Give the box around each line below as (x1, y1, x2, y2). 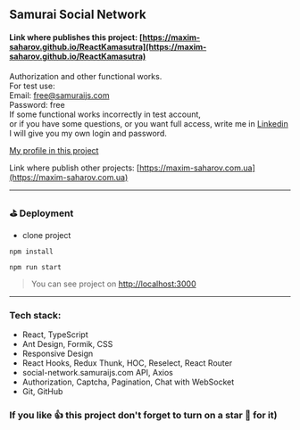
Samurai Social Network (9, 7, 146, 22)
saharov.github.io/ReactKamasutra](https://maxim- (9, 41, 207, 52)
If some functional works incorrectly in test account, (9, 109, 201, 120)
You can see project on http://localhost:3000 (30, 278, 196, 289)
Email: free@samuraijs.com (9, 89, 110, 101)
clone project (21, 229, 71, 240)
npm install (9, 247, 54, 256)
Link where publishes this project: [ (9, 31, 143, 43)
